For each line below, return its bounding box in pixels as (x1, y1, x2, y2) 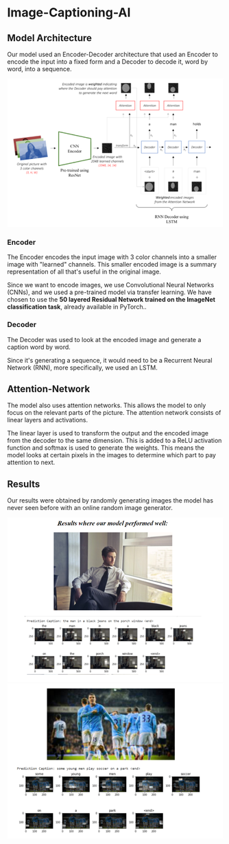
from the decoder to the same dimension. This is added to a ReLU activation (7, 437, 222, 445)
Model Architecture (7, 32, 93, 44)
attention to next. (7, 458, 56, 467)
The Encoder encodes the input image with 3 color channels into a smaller (7, 253, 217, 261)
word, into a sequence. (7, 65, 72, 73)
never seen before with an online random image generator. (7, 504, 173, 512)
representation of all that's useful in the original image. (7, 267, 161, 276)
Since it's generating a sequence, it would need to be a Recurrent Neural (7, 356, 213, 364)
